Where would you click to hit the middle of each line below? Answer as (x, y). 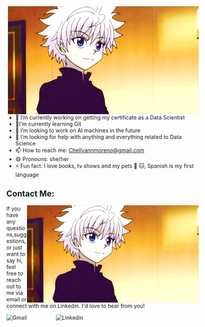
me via (15, 293)
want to (16, 254)
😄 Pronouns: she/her (42, 159)
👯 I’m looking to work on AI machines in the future (78, 130)
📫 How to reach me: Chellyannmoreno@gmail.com (80, 150)
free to (15, 273)
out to (14, 286)
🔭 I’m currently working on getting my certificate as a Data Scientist (100, 117)
